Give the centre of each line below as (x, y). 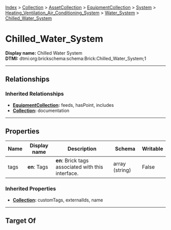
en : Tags (38, 167)
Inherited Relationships (35, 94)
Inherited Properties (31, 189)
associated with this (79, 167)
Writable (152, 149)
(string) (122, 170)
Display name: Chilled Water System (44, 53)
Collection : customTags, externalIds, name (58, 200)
